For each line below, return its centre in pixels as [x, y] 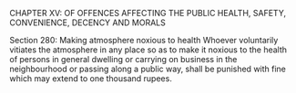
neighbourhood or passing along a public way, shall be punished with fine [148, 69]
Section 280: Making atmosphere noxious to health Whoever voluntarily [144, 40]
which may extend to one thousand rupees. [91, 79]
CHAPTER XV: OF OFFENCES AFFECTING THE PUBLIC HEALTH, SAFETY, [148, 13]
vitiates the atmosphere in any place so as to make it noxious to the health [148, 50]
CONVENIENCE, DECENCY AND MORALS [87, 23]
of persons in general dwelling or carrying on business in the [123, 59]
